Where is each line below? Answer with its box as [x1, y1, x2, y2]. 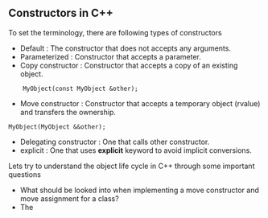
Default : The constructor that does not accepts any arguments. [19, 43, 232, 53]
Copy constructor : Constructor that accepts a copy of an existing [19, 60, 238, 70]
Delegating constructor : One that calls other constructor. [19, 137, 210, 146]
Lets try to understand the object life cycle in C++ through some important [8, 161, 255, 171]
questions [8, 169, 42, 179]
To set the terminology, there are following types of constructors [8, 27, 223, 37]
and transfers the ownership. [19, 107, 117, 117]
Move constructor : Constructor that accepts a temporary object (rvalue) [19, 98, 261, 108]
